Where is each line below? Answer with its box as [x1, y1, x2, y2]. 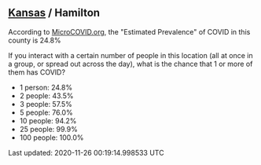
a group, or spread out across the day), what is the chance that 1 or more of [8, 59, 253, 68]
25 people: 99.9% [19, 124, 79, 134]
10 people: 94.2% [19, 115, 77, 125]
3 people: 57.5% [19, 99, 72, 108]
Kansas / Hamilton [8, 6, 101, 20]
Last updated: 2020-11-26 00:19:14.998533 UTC [8, 148, 164, 157]
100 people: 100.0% [19, 133, 84, 142]
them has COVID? [8, 67, 65, 77]
